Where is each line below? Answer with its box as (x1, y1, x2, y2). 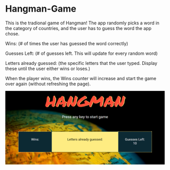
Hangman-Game (5, 3, 77, 15)
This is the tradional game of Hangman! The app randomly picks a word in (5, 20, 159, 26)
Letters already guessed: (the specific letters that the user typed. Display (5, 60, 158, 66)
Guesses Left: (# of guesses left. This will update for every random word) (5, 50, 158, 56)
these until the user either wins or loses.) (5, 65, 91, 72)
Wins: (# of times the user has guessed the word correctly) (5, 40, 129, 46)
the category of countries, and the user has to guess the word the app (5, 25, 152, 31)
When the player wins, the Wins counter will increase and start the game (5, 75, 157, 81)
